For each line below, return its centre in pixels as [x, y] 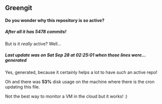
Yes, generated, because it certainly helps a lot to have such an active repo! [81, 72]
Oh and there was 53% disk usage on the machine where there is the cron [80, 82]
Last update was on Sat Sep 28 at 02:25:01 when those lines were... [76, 55]
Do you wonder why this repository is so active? [55, 20]
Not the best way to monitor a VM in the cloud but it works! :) [66, 96]
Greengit [19, 8]
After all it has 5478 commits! [36, 32]
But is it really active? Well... [33, 44]
